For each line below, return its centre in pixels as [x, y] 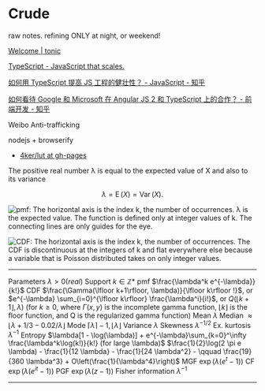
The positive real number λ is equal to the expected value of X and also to [128, 170]
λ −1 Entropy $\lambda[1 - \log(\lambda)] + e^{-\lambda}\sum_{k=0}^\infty [127, 334]
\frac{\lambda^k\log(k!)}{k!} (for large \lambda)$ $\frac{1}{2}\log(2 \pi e [125, 343]
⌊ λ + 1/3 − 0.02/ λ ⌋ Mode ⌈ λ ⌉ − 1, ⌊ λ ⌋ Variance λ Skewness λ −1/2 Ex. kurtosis [129, 324]
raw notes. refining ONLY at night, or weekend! [84, 35]
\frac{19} [238, 352]
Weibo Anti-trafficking [44, 125]
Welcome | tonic [35, 50]
